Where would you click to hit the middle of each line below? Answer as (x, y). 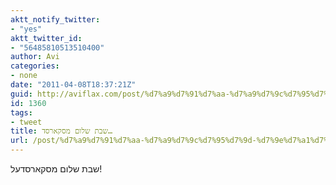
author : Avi (35, 57)
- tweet (26, 122)
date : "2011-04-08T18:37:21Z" (73, 85)
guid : (21, 94)
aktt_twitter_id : (46, 38)
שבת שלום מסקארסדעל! (56, 169)
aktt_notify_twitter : (55, 19)
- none (24, 76)
